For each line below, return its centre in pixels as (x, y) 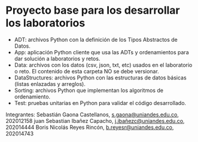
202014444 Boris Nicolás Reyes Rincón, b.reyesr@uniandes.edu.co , (90, 127)
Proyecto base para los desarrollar (93, 10)
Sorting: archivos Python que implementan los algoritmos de (89, 90)
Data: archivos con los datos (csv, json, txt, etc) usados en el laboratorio (103, 65)
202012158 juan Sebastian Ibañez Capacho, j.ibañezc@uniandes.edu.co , (95, 121)
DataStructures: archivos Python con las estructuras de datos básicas (100, 78)
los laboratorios (45, 23)
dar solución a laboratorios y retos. (57, 58)
